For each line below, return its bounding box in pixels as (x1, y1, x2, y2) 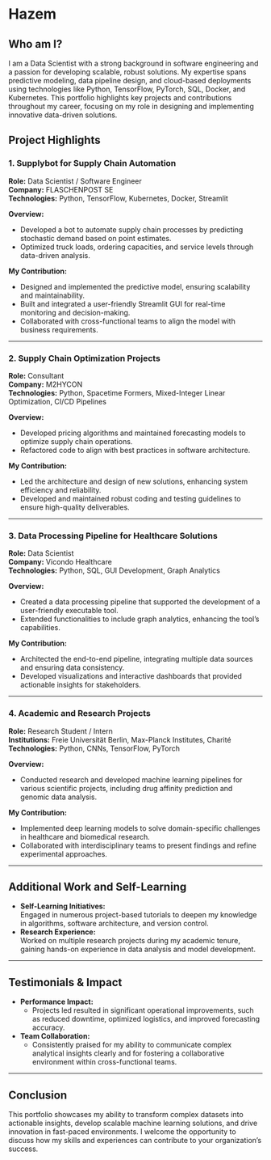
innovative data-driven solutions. (8, 110, 118, 120)
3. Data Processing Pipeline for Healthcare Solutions (8, 530, 218, 541)
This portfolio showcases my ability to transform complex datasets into (8, 1110, 244, 1120)
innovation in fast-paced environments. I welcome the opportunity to (8, 1127, 236, 1137)
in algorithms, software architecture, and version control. (19, 919, 209, 929)
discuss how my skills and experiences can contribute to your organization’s (8, 1136, 262, 1145)
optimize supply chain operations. (19, 436, 133, 446)
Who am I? (8, 37, 63, 51)
